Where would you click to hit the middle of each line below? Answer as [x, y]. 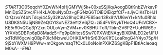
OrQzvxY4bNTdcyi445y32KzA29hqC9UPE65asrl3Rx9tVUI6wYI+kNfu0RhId [81, 17]
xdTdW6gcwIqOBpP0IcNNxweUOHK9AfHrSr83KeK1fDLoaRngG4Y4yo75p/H [82, 38]
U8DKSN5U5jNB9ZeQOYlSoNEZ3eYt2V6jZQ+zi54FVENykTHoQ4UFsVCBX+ [81, 22]
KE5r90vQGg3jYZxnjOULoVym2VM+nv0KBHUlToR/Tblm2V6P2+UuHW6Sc [81, 28]
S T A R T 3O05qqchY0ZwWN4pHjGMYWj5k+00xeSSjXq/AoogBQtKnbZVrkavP [81, 7]
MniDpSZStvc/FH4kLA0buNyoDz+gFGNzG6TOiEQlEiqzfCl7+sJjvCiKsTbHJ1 [81, 12]
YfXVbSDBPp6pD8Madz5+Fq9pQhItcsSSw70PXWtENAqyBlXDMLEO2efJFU [81, 33]
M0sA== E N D [18, 48]
